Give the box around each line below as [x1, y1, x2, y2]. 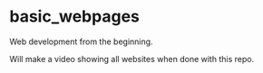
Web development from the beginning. [9, 36, 153, 47]
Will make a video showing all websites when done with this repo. [9, 53, 255, 64]
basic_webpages [9, 6, 141, 27]
